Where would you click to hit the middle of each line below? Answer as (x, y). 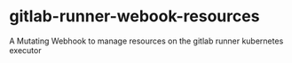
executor (25, 50)
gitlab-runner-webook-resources (134, 16)
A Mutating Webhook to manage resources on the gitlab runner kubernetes (146, 41)
